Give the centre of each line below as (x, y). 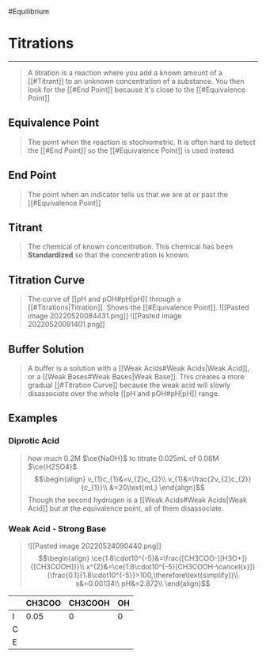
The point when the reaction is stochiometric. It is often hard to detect (141, 142)
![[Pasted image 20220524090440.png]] (95, 546)
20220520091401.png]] (66, 325)
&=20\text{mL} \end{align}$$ (157, 487)
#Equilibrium (29, 11)
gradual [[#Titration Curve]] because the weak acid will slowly (129, 385)
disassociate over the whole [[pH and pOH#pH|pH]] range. (123, 394)
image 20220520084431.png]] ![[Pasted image (104, 316)
